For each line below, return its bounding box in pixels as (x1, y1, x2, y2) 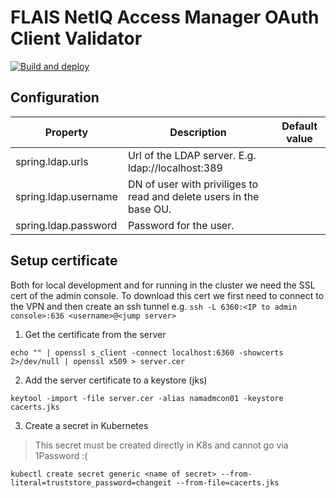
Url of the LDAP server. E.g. (127, 148, 257, 162)
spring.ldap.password (15, 218, 118, 232)
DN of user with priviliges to (127, 177, 259, 191)
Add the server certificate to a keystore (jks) (24, 374, 208, 386)
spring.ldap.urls (15, 154, 89, 168)
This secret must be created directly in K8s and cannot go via (34, 439, 289, 451)
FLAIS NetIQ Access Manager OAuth (10, 6, 320, 29)
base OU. (127, 202, 172, 216)
